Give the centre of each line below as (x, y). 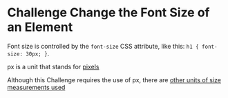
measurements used (36, 87)
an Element (40, 27)
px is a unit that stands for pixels (53, 66)
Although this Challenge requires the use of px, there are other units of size (114, 79)
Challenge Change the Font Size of (108, 13)
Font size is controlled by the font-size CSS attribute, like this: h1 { (103, 46)
